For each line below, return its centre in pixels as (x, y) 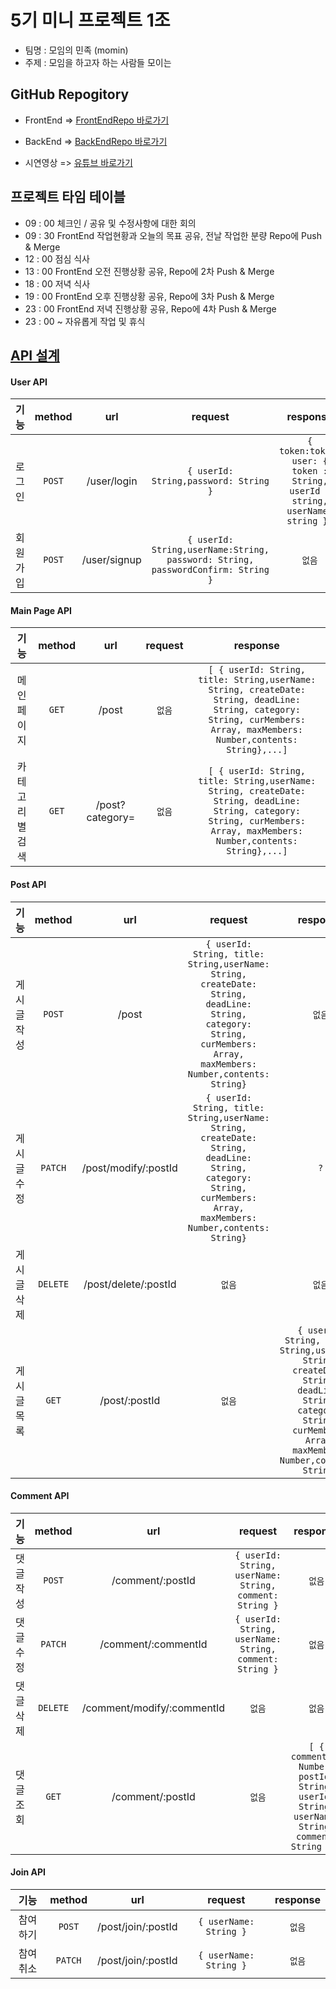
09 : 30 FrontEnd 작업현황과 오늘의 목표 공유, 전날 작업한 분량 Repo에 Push (173, 235)
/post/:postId (130, 1400)
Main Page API (41, 610)
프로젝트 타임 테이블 (68, 197)
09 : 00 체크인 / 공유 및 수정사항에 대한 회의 (110, 223)
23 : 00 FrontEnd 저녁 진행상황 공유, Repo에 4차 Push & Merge (150, 308)
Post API (28, 884)
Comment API (40, 1496)
